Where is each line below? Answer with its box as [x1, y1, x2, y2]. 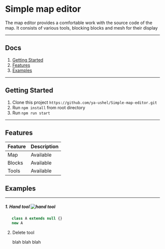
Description [30, 143, 59, 150]
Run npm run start [12, 110, 51, 116]
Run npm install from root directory [12, 104, 85, 110]
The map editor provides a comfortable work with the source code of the [5, 20, 153, 26]
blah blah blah [12, 239, 41, 245]
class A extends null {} [11, 216, 63, 221]
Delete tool [12, 229, 34, 235]
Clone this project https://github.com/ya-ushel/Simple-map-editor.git [12, 99, 157, 105]
